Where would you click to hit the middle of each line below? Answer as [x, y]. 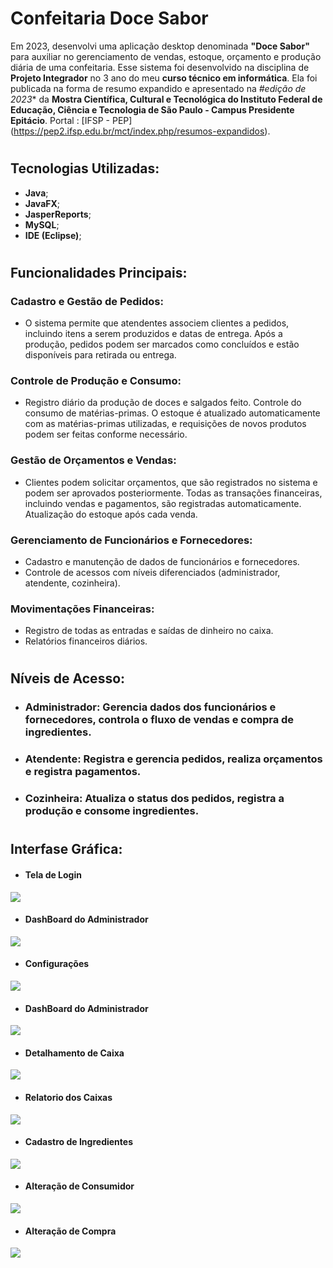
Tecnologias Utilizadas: [85, 168]
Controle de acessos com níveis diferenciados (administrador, [152, 572]
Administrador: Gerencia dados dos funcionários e [150, 707]
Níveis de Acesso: [68, 678]
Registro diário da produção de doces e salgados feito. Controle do [163, 403]
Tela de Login [53, 874]
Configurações [57, 964]
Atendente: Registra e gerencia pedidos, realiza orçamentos [173, 759]
